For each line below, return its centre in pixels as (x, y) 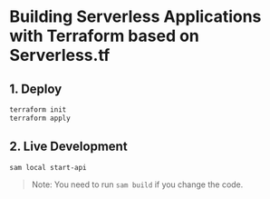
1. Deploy (36, 89)
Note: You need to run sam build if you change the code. (137, 184)
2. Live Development (69, 147)
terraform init (38, 110)
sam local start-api (48, 167)
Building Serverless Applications (135, 17)
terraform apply (40, 118)
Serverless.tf (60, 55)
